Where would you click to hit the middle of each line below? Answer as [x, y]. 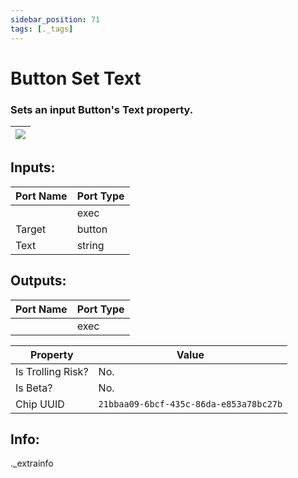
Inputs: [33, 167]
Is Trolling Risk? [52, 371]
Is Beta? [34, 388]
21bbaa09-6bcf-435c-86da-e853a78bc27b [190, 404]
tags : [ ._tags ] [42, 29]
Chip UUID [40, 404]
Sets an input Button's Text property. [102, 109]
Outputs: [38, 281]
